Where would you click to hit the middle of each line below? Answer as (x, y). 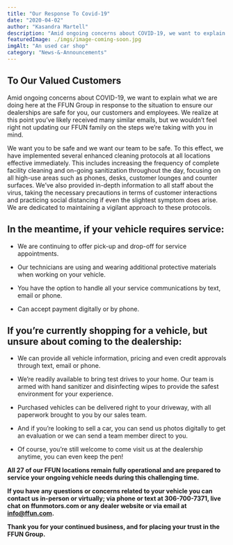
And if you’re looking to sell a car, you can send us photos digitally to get (121, 429)
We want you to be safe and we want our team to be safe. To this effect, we (115, 148)
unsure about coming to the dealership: (95, 341)
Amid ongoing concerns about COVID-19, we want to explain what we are (112, 98)
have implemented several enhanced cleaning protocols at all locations (109, 155)
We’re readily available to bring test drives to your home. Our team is (115, 379)
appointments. (38, 253)
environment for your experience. (65, 394)
